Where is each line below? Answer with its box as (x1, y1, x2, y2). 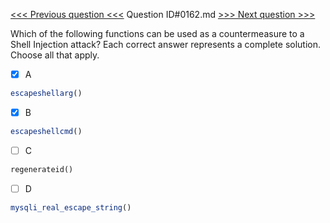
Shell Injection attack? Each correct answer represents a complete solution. (10, 39, 322, 50)
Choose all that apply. (10, 49, 100, 61)
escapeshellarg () (10, 89, 83, 99)
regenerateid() (10, 164, 74, 174)
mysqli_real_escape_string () (10, 202, 132, 213)
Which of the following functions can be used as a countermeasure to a (10, 28, 305, 39)
